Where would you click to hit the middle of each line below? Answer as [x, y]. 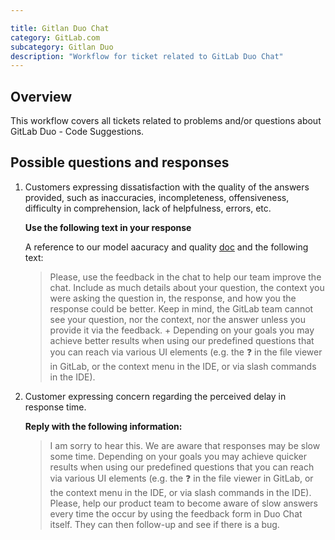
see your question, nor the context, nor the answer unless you [177, 319]
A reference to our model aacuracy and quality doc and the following [166, 247]
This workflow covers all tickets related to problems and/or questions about [166, 121]
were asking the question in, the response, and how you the [173, 298]
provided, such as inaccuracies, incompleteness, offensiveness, [157, 197]
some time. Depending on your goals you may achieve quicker [178, 456]
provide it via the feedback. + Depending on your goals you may [182, 330]
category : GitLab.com [55, 37]
